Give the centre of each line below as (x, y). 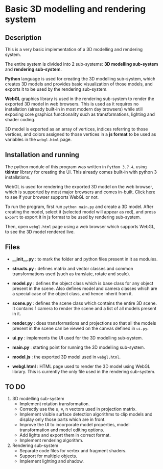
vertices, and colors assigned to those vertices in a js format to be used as (81, 134)
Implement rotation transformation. (55, 404)
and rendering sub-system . (34, 69)
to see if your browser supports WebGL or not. (52, 197)
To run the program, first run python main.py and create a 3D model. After (79, 207)
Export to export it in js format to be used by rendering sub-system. (73, 217)
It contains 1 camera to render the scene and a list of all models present (84, 308)
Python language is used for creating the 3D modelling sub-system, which (80, 79)
